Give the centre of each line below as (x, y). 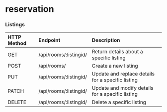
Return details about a (117, 52)
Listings (15, 25)
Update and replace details (123, 74)
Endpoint (49, 40)
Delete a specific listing (119, 102)
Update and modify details (123, 88)
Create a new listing (115, 66)
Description (106, 40)
